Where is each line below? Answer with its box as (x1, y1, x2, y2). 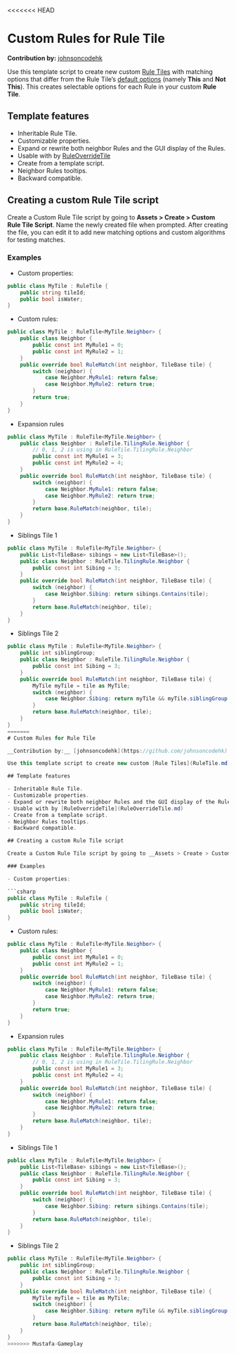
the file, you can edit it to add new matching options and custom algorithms (7, 228, 226, 236)
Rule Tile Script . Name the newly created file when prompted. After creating (7, 220, 228, 229)
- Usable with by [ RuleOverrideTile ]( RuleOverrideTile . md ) (7, 805, 184, 812)
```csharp (7, 888, 37, 895)
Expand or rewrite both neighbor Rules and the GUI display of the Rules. (17, 144, 226, 152)
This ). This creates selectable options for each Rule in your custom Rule (7, 82, 216, 91)
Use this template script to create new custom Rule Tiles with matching (7, 67, 213, 76)
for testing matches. (7, 235, 65, 243)
